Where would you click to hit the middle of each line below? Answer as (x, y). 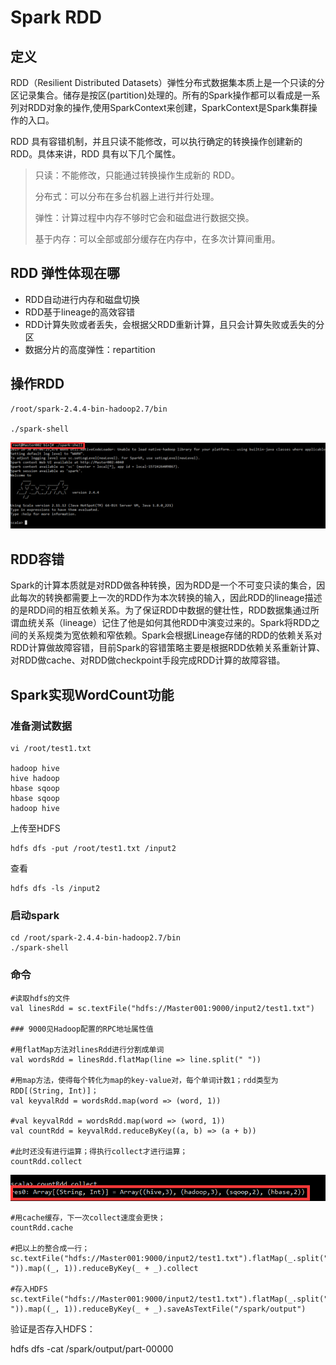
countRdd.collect (46, 1161)
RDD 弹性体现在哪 (65, 273)
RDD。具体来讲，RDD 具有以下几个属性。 (96, 154)
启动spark (35, 915)
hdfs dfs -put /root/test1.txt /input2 (93, 848)
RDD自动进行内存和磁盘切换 (82, 299)
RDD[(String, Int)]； (54, 1091)
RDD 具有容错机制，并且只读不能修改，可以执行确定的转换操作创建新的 (156, 141)
